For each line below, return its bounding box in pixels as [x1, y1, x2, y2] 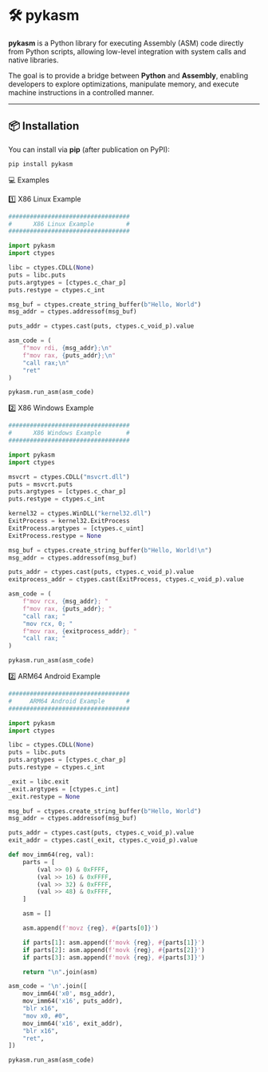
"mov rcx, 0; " [22, 620, 73, 628]
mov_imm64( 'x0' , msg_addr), [22, 990, 116, 998]
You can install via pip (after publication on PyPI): [8, 145, 170, 154]
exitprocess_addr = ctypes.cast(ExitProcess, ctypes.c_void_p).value [8, 576, 245, 584]
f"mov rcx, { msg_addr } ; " [22, 597, 109, 605]
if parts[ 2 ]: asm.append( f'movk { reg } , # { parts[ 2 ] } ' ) [22, 946, 205, 954]
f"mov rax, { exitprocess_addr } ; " [22, 627, 137, 636]
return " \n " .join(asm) [22, 968, 98, 976]
